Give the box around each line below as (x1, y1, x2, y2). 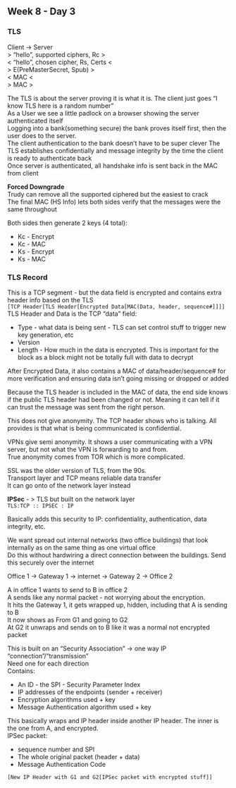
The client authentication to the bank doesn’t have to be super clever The (7, 139, 221, 147)
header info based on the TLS (7, 295, 94, 304)
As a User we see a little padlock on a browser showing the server (7, 109, 199, 117)
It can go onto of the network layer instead (7, 481, 131, 489)
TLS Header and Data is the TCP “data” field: (7, 309, 137, 318)
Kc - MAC (17, 240, 46, 248)
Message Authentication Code (17, 760, 106, 768)
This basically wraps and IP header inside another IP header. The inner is (7, 716, 219, 725)
